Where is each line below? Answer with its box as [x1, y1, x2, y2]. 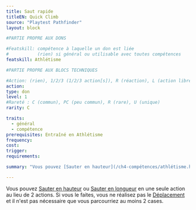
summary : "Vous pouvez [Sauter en [6, 164, 90, 170]
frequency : [6, 137, 33, 143]
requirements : [6, 153, 41, 159]
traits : [6, 116, 25, 121]
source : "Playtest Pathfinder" [6, 19, 82, 25]
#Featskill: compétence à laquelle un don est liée [6, 46, 134, 52]
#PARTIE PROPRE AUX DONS [6, 36, 66, 41]
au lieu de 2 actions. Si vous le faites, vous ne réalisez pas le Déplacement [6, 191, 185, 198]
